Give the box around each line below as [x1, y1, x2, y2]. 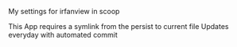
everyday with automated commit [8, 31, 118, 39]
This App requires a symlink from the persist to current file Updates [8, 22, 229, 31]
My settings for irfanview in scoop [8, 7, 120, 16]
